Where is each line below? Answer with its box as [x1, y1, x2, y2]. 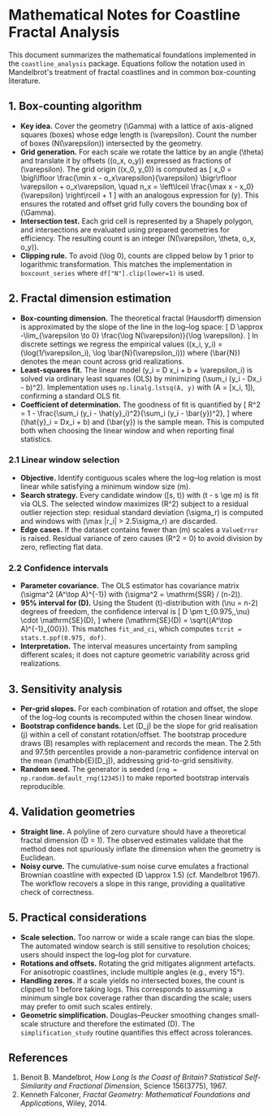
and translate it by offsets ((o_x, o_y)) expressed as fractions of [19, 155, 231, 165]
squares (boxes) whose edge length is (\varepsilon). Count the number [19, 129, 257, 139]
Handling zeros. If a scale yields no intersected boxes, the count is [19, 975, 245, 985]
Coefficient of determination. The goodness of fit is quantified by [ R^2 [19, 399, 261, 409]
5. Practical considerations [8, 911, 148, 925]
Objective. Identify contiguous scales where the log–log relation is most [19, 473, 261, 482]
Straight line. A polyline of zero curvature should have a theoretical [19, 826, 246, 836]
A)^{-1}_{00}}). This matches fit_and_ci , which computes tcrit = [19, 624, 242, 634]
